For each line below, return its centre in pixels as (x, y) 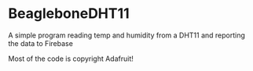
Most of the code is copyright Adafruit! (71, 59)
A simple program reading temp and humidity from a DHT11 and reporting (127, 35)
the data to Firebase (40, 43)
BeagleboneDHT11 (69, 14)
